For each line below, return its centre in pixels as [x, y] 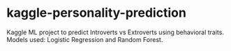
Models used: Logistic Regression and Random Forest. [85, 39]
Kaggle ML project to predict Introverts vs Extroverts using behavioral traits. [115, 32]
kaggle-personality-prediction [96, 13]
